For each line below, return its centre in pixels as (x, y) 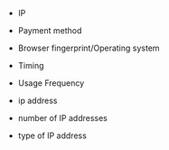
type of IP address (52, 136)
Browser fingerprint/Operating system (89, 48)
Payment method (50, 30)
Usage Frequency (51, 83)
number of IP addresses (63, 118)
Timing (31, 66)
